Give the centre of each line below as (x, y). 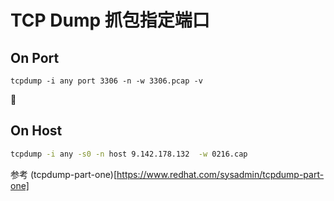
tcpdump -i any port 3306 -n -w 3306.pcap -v (106, 81)
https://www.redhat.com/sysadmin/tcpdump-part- (220, 174)
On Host (36, 131)
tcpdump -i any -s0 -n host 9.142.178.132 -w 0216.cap (129, 154)
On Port (35, 57)
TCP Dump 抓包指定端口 (110, 20)
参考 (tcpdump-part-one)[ (64, 174)
